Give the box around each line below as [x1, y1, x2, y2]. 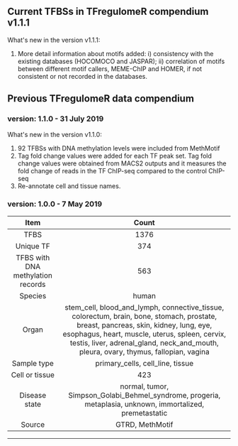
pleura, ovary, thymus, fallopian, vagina [79, 347, 210, 357]
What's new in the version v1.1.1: [7, 36, 101, 44]
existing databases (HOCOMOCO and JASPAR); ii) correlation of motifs [17, 57, 225, 65]
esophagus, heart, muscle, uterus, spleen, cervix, [62, 329, 227, 339]
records [20, 279, 46, 289]
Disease [19, 390, 47, 400]
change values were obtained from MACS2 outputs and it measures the [17, 159, 227, 168]
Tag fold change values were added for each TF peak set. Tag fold [17, 151, 212, 160]
